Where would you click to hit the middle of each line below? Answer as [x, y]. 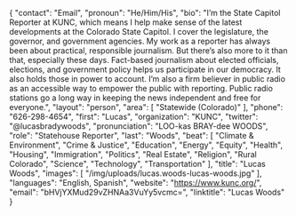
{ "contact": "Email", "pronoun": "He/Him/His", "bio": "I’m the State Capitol [145, 13]
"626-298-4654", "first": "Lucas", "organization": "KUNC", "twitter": [134, 116]
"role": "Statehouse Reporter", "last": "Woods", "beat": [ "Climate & [132, 135]
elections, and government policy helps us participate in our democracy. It [145, 69]
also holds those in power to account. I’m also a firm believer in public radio [148, 79]
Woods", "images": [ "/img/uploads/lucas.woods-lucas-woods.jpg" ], [136, 173]
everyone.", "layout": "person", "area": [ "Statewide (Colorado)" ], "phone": [146, 107]
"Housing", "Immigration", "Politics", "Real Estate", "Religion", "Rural [133, 154]
